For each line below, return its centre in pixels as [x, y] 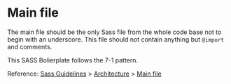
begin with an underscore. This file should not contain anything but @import [115, 39]
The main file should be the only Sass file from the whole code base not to [114, 32]
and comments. [30, 47]
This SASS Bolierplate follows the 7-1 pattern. [73, 60]
